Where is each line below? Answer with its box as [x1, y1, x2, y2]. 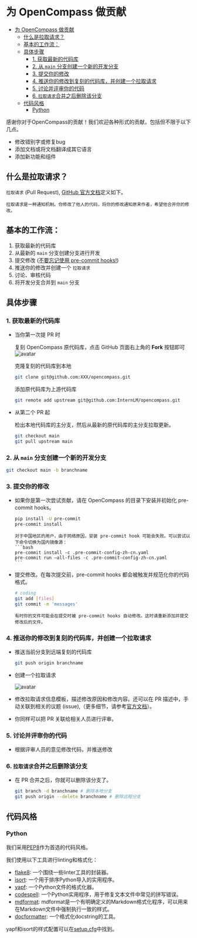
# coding [14, 590, 36, 596]
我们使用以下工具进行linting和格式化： [6, 856, 98, 863]
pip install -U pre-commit [14, 516, 81, 522]
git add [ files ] [14, 595, 55, 601]
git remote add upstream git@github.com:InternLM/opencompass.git [14, 397, 181, 403]
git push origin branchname [14, 660, 83, 666]
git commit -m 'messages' [14, 601, 78, 607]
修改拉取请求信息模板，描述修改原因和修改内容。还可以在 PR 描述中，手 [14, 695, 189, 702]
